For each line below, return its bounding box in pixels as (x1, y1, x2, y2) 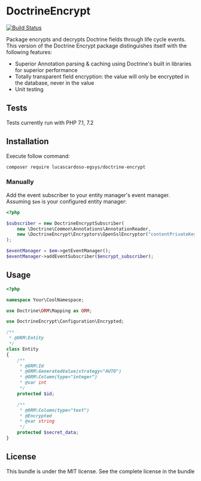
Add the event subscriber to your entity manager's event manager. (6, 191, 170, 199)
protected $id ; (17, 390, 55, 397)
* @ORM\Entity (8, 335, 44, 341)
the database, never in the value (14, 79, 95, 86)
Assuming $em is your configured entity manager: (6, 198, 127, 205)
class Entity (6, 346, 39, 352)
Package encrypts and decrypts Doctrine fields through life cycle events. (6, 35, 187, 43)
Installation (6, 136, 49, 147)
